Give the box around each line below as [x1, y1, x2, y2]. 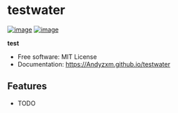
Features [7, 80, 47, 93]
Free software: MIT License [17, 52, 97, 61]
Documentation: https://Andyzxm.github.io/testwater [17, 60, 171, 68]
